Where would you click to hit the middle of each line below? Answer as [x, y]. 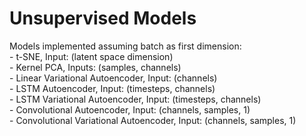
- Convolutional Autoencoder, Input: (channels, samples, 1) [130, 109]
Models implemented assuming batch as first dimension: [125, 46]
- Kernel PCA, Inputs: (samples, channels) [95, 67]
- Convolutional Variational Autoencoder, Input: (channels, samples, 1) [153, 120]
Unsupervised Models [103, 18]
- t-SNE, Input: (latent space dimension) [91, 56]
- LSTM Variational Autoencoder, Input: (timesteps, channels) [135, 99]
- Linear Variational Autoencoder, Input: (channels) [113, 78]
